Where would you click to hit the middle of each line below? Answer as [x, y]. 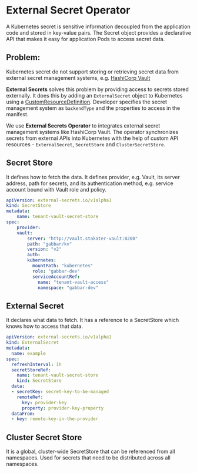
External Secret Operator [68, 10]
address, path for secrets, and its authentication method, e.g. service [90, 183]
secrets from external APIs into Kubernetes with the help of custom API [92, 138]
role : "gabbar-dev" [56, 271]
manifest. [17, 114]
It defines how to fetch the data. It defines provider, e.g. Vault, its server [93, 177]
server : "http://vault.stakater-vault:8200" [83, 239]
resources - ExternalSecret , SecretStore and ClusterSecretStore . [86, 144]
